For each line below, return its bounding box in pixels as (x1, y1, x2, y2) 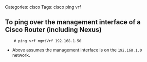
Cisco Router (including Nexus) (5, 26, 102, 34)
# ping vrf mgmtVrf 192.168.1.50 (14, 38, 82, 43)
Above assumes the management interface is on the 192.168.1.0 (12, 47, 142, 53)
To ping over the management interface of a (5, 18, 141, 26)
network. (12, 52, 30, 58)
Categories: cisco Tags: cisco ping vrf (5, 4, 81, 10)
